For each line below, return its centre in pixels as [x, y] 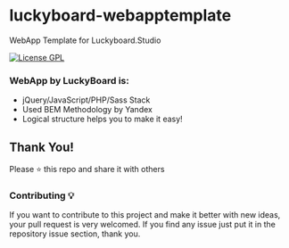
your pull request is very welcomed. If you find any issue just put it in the [143, 225]
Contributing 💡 [42, 195]
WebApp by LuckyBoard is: [69, 80]
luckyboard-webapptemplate [120, 16]
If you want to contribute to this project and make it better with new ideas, [145, 215]
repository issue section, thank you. [75, 234]
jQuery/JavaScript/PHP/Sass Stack [86, 100]
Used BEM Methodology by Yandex [87, 110]
